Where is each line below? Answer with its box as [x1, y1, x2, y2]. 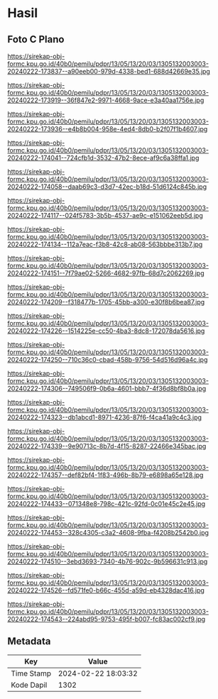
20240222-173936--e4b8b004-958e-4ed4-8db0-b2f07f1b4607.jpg [7, 125, 208, 133]
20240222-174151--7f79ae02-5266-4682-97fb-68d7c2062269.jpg [7, 269, 205, 277]
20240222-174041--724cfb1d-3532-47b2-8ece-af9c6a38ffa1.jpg [7, 154, 200, 162]
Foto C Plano [7, 33, 65, 45]
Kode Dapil [11, 680, 48, 690]
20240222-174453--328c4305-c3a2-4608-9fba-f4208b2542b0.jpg [7, 529, 209, 536]
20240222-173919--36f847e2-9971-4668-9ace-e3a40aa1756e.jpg [7, 96, 205, 104]
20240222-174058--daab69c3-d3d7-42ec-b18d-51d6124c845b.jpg [7, 182, 207, 191]
